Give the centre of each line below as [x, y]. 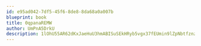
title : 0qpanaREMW [29, 23]
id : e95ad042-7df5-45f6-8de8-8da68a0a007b [60, 12]
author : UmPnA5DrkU [31, 28]
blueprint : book [26, 17]
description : [22, 34]
